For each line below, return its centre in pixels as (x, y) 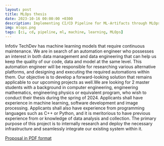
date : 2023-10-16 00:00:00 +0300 (39, 18)
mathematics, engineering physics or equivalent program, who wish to (76, 92)
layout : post (18, 9)
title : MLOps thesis (26, 14)
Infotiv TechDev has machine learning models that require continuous (75, 46)
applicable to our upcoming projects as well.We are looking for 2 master (77, 82)
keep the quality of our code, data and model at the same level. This (73, 62)
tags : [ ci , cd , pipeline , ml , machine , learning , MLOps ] (64, 32)
